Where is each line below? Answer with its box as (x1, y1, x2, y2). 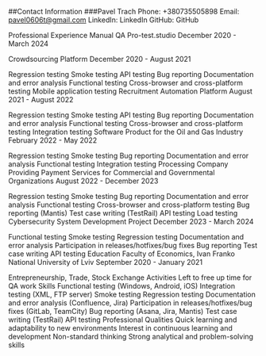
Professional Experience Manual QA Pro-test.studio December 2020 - (8, 31, 237, 40)
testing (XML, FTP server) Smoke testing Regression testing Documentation (8, 289, 256, 299)
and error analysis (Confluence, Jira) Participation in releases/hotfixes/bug (8, 298, 253, 308)
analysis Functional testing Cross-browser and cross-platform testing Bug (8, 200, 250, 209)
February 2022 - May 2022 (8, 136, 98, 145)
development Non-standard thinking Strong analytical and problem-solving (8, 332, 254, 341)
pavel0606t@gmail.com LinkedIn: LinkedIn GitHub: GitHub (8, 15, 199, 25)
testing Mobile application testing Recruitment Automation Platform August (8, 86, 253, 96)
